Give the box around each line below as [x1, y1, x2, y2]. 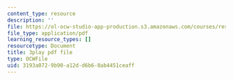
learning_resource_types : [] [7, 36, 92, 43]
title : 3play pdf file [7, 49, 73, 56]
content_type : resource [7, 10, 76, 17]
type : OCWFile [7, 56, 49, 63]
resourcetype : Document [7, 42, 76, 49]
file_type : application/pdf [7, 29, 89, 37]
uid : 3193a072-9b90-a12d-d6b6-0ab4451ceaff [7, 62, 135, 69]
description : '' [7, 17, 54, 24]
